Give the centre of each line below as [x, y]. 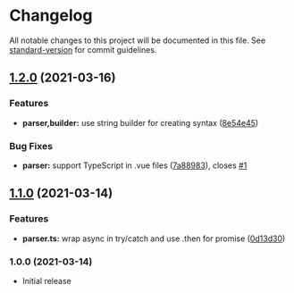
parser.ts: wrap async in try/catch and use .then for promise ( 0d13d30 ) [154, 239]
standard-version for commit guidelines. [83, 49]
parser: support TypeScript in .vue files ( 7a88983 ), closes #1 [134, 165]
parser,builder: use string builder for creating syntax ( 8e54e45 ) [140, 122]
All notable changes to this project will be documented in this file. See [138, 40]
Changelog [51, 16]
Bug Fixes [31, 146]
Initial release [46, 280]
